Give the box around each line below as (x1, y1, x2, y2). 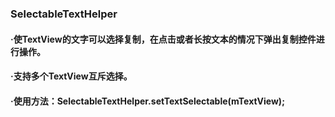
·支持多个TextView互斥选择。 (10, 70, 133, 82)
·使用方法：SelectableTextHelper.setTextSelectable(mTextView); (10, 95, 285, 107)
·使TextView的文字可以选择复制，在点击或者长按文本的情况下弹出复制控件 (10, 33, 317, 45)
